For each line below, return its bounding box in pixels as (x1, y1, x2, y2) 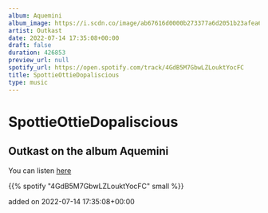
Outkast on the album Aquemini (8, 144, 169, 158)
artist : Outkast (8, 26, 62, 34)
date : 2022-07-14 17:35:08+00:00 (8, 34, 120, 42)
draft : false (8, 41, 52, 49)
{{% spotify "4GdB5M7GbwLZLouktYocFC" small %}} (8, 181, 184, 191)
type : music (8, 78, 48, 86)
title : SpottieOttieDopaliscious (8, 71, 120, 79)
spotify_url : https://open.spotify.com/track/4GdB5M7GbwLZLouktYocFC (8, 64, 245, 72)
